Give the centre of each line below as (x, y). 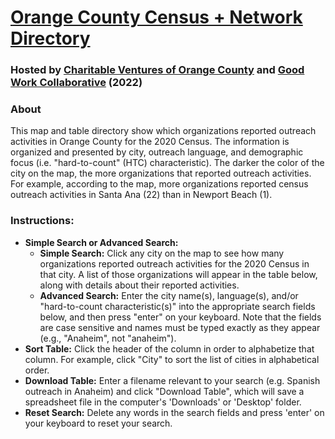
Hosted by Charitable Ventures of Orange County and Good (157, 70)
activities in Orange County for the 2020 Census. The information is (150, 142)
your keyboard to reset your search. (98, 423)
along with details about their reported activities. (139, 285)
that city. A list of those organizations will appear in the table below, (178, 274)
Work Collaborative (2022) (76, 83)
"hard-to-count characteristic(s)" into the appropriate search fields (177, 306)
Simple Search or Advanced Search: (101, 242)
